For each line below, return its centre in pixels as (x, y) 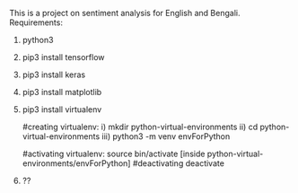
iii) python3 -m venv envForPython (166, 136)
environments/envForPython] (76, 163)
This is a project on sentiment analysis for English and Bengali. (125, 13)
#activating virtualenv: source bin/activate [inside (114, 154)
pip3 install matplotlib (62, 92)
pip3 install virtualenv (62, 110)
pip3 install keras (54, 75)
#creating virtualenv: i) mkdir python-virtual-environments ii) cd (140, 127)
